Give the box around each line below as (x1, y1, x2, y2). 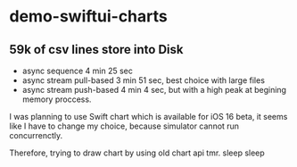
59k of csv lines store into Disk (9, 42, 184, 57)
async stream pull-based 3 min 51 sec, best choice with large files (21, 75, 266, 86)
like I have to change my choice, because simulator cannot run (9, 121, 239, 131)
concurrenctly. (9, 130, 63, 140)
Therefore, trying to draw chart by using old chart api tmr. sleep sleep (9, 147, 265, 158)
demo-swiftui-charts (9, 6, 168, 27)
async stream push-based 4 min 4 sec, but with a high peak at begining (21, 85, 287, 95)
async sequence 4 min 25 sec (21, 65, 134, 76)
